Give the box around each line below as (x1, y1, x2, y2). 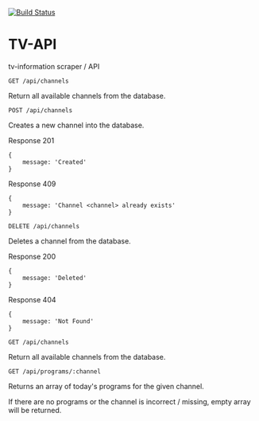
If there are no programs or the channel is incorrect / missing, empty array (8, 396, 252, 406)
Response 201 (8, 135, 55, 145)
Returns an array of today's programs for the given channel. (8, 381, 204, 391)
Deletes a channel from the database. (8, 236, 131, 246)
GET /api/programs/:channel (8, 367, 102, 376)
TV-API (8, 36, 57, 53)
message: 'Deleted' (22, 274, 87, 282)
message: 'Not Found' (22, 317, 94, 325)
